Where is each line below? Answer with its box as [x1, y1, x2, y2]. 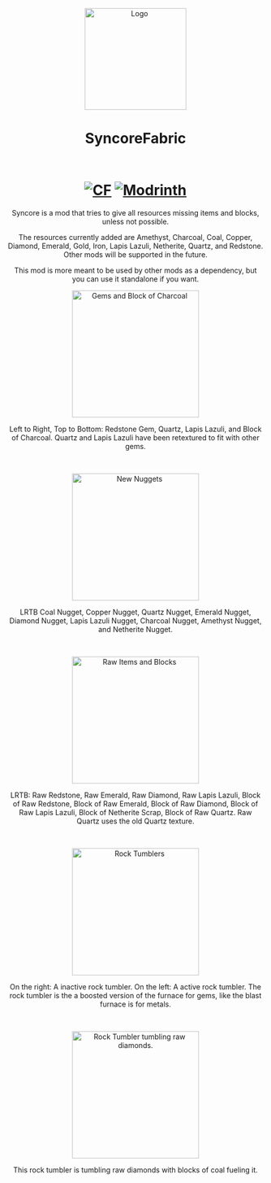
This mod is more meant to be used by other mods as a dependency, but [14, 265, 257, 275]
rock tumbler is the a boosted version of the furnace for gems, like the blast [9, 990, 262, 1000]
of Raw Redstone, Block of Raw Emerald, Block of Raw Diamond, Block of [12, 798, 259, 809]
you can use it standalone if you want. [71, 273, 200, 284]
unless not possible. [101, 216, 170, 226]
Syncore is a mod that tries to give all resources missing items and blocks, [11, 207, 260, 217]
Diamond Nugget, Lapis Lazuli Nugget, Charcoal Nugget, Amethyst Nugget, [9, 615, 262, 626]
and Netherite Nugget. [97, 624, 174, 634]
